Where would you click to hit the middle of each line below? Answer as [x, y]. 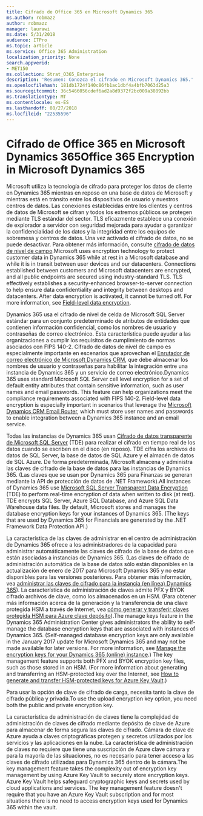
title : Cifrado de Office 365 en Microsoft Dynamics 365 [80, 12]
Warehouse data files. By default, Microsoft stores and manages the [91, 507]
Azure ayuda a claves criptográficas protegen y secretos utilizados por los [99, 736]
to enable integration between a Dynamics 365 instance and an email [93, 418]
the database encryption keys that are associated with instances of [111, 629]
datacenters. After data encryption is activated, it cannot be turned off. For [99, 296]
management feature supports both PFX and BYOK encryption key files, [96, 661]
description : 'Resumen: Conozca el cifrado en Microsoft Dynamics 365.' [100, 80]
